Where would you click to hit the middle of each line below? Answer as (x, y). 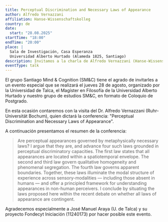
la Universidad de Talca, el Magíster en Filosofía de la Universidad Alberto (81, 90)
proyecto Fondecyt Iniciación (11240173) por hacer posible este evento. (78, 214)
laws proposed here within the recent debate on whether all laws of (87, 194)
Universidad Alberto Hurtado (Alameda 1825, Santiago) (68, 56)
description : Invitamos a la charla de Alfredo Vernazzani (68, 61)
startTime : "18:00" (25, 38)
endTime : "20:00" (23, 42)
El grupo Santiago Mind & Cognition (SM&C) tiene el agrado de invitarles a (81, 80)
